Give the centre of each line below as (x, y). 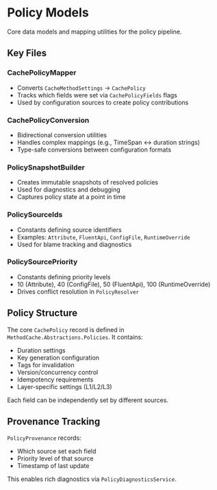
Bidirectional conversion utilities (62, 135)
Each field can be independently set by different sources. (88, 400)
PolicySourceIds (35, 215)
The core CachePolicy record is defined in (66, 329)
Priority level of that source (55, 458)
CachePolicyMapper (42, 73)
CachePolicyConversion (48, 120)
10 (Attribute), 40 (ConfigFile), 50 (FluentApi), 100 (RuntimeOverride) (114, 284)
